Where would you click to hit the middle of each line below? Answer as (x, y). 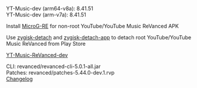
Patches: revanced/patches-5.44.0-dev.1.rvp (60, 72)
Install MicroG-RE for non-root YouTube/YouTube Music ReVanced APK (92, 26)
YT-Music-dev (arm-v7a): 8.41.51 (46, 15)
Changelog (19, 79)
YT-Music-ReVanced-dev (37, 55)
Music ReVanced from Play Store (46, 44)
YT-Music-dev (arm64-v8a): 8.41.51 (50, 9)
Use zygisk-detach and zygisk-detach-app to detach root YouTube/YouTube (99, 37)
